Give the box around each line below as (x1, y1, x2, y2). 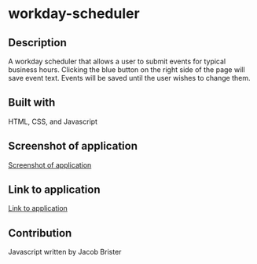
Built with (8, 96, 56, 110)
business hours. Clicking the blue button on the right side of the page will (8, 65, 245, 74)
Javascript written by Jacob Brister (8, 248, 122, 257)
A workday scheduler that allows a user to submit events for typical (8, 56, 226, 66)
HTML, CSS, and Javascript (8, 117, 98, 126)
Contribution (8, 226, 72, 240)
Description (8, 36, 67, 49)
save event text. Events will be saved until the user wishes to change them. (8, 74, 251, 82)
